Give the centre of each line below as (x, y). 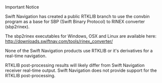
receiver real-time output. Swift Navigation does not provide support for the (81, 70)
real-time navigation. (26, 56)
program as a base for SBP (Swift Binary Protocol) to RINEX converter (75, 22)
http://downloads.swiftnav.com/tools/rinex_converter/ (59, 41)
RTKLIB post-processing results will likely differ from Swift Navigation (75, 65)
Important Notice (22, 7)
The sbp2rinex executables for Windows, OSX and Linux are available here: (81, 36)
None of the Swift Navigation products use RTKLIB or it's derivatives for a (79, 51)
